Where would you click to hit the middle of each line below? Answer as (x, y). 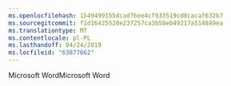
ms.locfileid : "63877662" (51, 53)
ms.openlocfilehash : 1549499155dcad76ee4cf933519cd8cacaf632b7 (116, 16)
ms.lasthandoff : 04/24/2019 (55, 45)
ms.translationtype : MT (48, 30)
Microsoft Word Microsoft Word (59, 75)
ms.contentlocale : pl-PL (50, 38)
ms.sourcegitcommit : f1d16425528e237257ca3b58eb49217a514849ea (116, 23)
